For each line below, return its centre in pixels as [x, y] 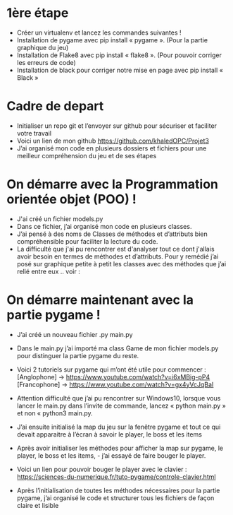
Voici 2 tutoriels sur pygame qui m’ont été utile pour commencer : [112, 369]
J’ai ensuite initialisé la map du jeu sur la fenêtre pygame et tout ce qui [119, 427]
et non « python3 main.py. [55, 413]
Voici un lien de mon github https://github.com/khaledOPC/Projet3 [113, 141]
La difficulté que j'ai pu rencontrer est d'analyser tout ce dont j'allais [116, 249]
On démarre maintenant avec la [100, 300]
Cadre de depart [55, 106]
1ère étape [38, 13]
